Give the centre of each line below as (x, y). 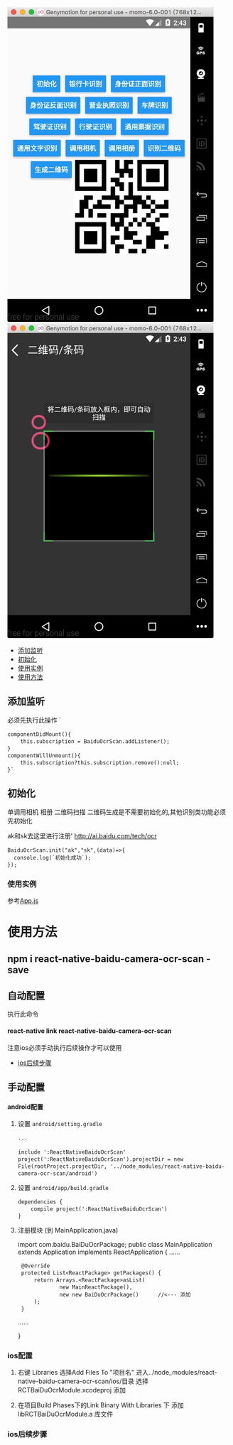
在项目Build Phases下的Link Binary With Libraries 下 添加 (101, 1405)
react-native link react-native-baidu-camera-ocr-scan (90, 1031)
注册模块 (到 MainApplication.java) (68, 1230)
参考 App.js (23, 900)
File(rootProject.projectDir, (63, 1167)
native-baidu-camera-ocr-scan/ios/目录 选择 (83, 1381)
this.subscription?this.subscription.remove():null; (100, 763)
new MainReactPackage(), (96, 1287)
